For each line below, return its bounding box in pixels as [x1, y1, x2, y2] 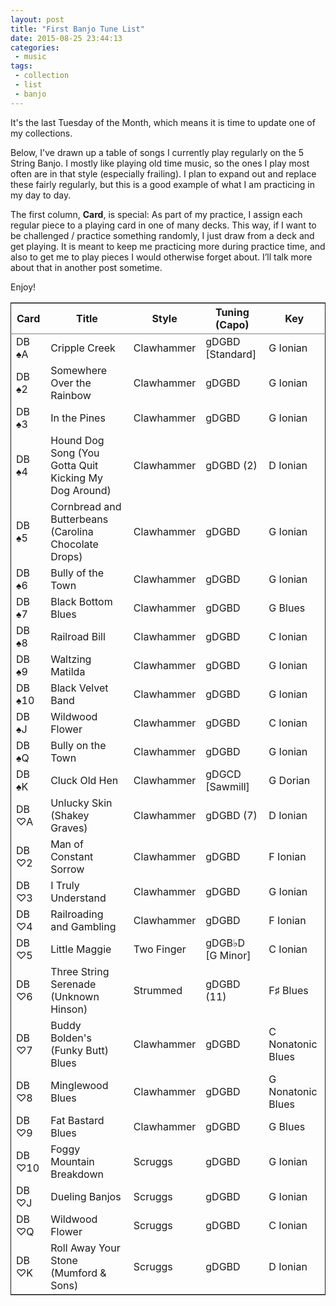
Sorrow [50, 862, 85, 876]
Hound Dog [50, 433, 105, 447]
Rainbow [50, 388, 92, 402]
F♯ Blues [268, 983, 309, 997]
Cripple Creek [50, 341, 116, 355]
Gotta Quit [50, 458, 99, 472]
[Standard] [205, 347, 257, 361]
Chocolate [50, 537, 99, 551]
